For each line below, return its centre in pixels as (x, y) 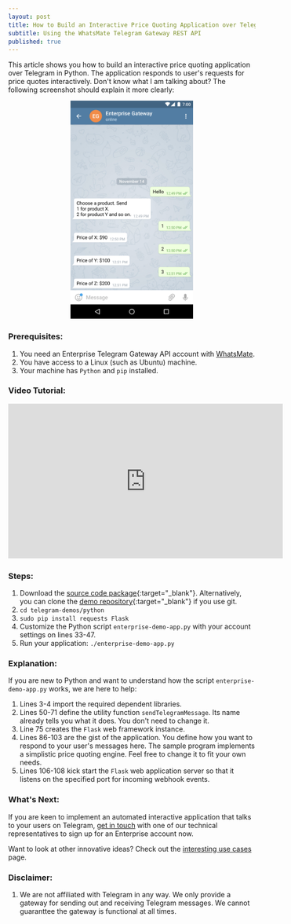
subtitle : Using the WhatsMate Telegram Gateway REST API (105, 33)
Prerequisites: (36, 336)
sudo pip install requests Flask (74, 619)
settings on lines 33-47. (58, 635)
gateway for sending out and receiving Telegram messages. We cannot (135, 903)
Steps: (21, 576)
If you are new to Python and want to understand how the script (111, 680)
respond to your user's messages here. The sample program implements (137, 746)
